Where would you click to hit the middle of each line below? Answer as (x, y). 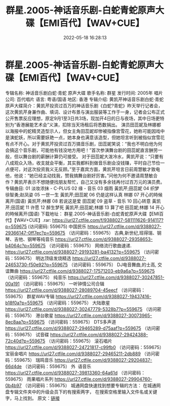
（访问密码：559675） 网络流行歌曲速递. (89, 245)
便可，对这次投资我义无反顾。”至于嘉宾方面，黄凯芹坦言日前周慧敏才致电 (85, 169)
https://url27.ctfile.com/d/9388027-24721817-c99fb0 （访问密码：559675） (85, 347)
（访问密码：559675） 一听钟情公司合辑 (62, 283)
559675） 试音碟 (32, 334)
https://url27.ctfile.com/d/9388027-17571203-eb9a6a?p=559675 (87, 271)
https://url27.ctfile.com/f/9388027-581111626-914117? (108, 220)
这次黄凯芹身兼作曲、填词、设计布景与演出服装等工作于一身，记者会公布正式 (85, 112)
